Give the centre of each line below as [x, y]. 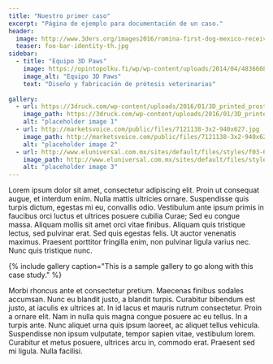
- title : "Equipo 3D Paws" [61, 62]
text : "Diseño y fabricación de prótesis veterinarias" [120, 84]
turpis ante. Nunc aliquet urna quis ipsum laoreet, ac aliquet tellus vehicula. [134, 325]
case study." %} [35, 275]
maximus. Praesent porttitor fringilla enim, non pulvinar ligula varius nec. [130, 242]
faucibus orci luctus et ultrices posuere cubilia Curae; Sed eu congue [124, 216]
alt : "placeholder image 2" [70, 144]
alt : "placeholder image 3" [70, 167]
